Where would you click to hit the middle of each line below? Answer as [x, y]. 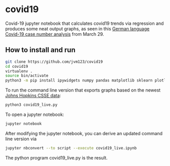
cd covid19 [17, 66]
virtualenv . [19, 71]
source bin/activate [27, 76]
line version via [21, 139]
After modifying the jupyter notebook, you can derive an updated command [84, 133]
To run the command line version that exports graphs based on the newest [83, 90]
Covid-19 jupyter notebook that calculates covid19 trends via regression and [84, 23]
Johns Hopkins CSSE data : [33, 96]
